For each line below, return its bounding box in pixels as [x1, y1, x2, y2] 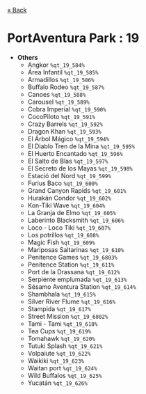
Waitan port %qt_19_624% [27, 363, 97, 372]
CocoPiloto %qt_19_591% [27, 112, 96, 120]
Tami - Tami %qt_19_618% [27, 320, 98, 328]
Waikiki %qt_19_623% [27, 356, 85, 365]
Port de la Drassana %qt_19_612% [27, 267, 120, 276]
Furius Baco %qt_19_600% [27, 179, 99, 187]
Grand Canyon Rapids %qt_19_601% [27, 186, 127, 194]
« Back [7, 6, 27, 14]
